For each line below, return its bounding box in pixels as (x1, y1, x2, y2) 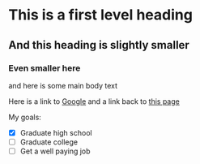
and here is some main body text (8, 80, 118, 90)
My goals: (8, 112, 42, 122)
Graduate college (19, 136, 79, 147)
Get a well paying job (19, 146, 91, 156)
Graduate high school (19, 127, 92, 137)
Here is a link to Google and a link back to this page (8, 96, 180, 106)
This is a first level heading (8, 6, 193, 24)
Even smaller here (8, 63, 81, 74)
